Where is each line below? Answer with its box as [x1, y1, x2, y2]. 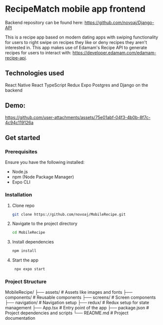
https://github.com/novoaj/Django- [84, 20, 154, 25]
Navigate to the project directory [12, 221, 78, 226]
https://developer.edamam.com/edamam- [72, 50, 157, 56]
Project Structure [5, 278, 47, 285]
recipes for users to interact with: [5, 50, 72, 56]
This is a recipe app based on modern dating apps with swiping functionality [5, 34, 158, 40]
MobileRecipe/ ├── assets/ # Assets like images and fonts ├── [5, 289, 133, 295]
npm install [12, 248, 36, 253]
